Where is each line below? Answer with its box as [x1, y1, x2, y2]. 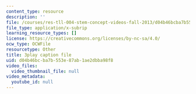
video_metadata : [6, 74, 45, 79]
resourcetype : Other [6, 47, 57, 53]
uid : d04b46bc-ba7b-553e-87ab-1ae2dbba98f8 [6, 57, 114, 63]
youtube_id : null [11, 79, 54, 85]
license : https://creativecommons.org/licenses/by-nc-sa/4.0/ [6, 36, 160, 41]
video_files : [6, 62, 38, 69]
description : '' [6, 14, 45, 20]
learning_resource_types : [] [6, 30, 77, 36]
